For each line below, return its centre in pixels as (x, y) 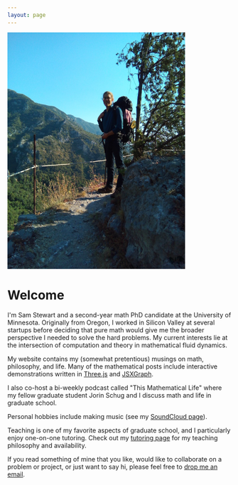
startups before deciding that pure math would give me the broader (106, 329)
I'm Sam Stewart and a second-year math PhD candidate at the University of (119, 315)
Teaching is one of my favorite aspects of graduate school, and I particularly (119, 430)
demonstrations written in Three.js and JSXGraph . (81, 374)
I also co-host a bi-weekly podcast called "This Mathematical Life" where (115, 388)
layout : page (27, 15)
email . (16, 474)
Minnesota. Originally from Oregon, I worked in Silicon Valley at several (111, 322)
